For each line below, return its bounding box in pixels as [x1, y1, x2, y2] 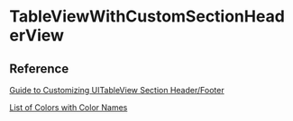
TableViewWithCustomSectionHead [9, 6, 286, 27]
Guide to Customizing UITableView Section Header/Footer [9, 85, 224, 95]
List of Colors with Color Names [9, 102, 128, 113]
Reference [9, 61, 69, 76]
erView [9, 25, 65, 46]
